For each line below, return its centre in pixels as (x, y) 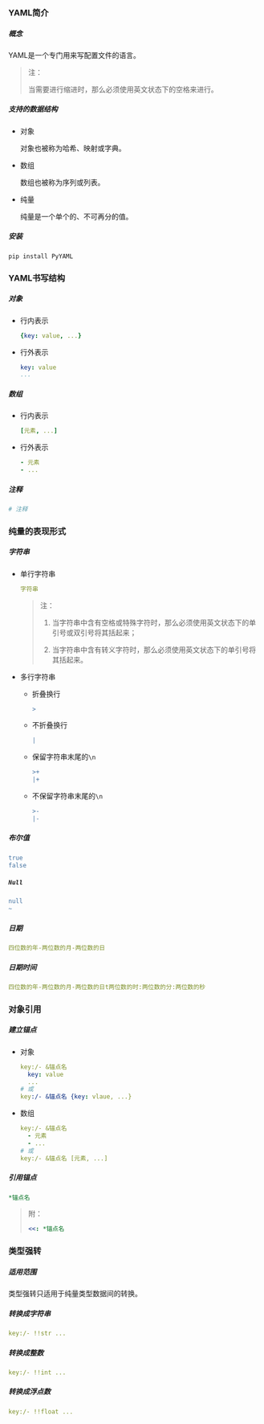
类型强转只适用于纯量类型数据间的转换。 (75, 1294)
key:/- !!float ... (41, 1412)
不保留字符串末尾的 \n (67, 796)
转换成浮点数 (29, 1392)
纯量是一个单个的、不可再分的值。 (76, 216)
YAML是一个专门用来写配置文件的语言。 (74, 55)
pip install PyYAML (41, 256)
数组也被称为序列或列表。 (62, 182)
